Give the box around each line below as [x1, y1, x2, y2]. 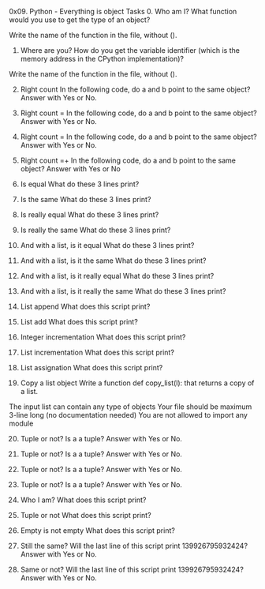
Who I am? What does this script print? [20, 495, 147, 505]
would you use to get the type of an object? [9, 15, 151, 24]
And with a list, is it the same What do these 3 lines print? [20, 256, 207, 265]
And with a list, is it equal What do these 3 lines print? [20, 241, 195, 249]
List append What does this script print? [20, 302, 151, 311]
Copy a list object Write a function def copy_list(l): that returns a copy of [20, 378, 255, 388]
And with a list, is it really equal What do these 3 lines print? [20, 272, 215, 280]
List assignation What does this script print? [20, 363, 163, 372]
